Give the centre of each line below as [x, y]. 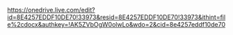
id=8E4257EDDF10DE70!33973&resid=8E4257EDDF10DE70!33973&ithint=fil [116, 17]
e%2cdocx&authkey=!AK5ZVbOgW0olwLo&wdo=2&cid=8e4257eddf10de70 [116, 24]
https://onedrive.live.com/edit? [51, 10]
